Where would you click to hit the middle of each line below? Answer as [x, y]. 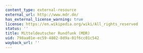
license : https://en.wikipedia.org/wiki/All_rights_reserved [72, 24]
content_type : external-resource [41, 10]
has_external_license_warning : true [44, 19]
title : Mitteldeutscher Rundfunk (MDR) [48, 33]
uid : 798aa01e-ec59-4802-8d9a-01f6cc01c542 [52, 38]
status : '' [17, 29]
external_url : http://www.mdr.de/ [42, 15]
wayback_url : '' [22, 43]
